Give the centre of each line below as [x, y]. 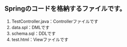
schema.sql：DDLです [34, 33]
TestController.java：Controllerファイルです [55, 21]
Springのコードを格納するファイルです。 [65, 9]
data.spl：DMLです [30, 27]
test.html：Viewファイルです [40, 39]
